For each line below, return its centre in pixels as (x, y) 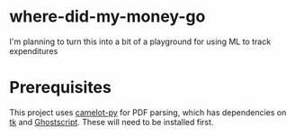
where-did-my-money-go (107, 17)
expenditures (34, 50)
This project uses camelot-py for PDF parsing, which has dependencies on (148, 112)
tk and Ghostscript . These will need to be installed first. (112, 122)
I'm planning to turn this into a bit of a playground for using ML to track (140, 41)
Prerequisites (61, 88)
